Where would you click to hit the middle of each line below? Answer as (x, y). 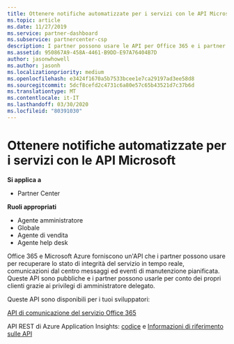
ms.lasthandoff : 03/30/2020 (48, 105)
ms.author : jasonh (34, 66)
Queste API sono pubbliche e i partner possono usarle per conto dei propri (114, 278)
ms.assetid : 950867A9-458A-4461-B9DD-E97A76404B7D (82, 53)
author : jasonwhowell (39, 59)
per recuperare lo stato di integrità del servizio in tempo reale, (96, 263)
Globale (29, 227)
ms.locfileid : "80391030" (45, 111)
